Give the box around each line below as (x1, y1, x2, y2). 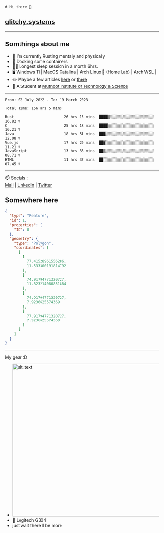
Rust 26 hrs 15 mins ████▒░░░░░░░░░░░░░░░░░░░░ (5, 114, 154, 119)
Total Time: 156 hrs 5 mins (5, 106, 62, 111)
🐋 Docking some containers (12, 58, 68, 64)
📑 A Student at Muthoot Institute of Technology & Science (12, 83, 128, 89)
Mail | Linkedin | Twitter (5, 182, 52, 188)
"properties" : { (9, 223, 42, 228)
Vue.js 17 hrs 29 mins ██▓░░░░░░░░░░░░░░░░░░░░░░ (5, 140, 154, 145)
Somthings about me (5, 40, 70, 48)
